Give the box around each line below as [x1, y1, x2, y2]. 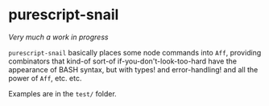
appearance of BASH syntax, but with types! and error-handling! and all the [8, 64, 259, 74]
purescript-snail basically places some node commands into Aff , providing [8, 47, 262, 57]
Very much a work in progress [8, 32, 109, 42]
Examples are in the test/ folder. [8, 88, 117, 98]
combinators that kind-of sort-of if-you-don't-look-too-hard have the [8, 56, 238, 66]
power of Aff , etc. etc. [8, 73, 82, 83]
